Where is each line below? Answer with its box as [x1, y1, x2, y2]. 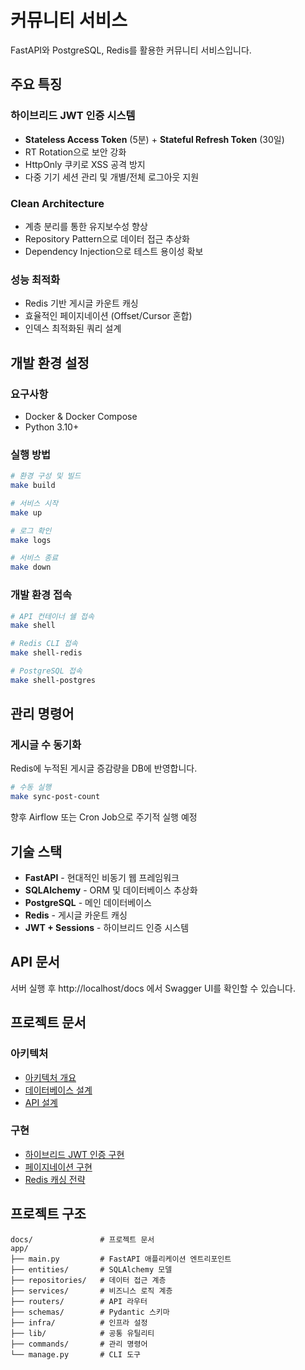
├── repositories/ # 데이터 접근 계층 [10, 1275, 167, 1285]
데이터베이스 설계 [24, 1084, 93, 1096]
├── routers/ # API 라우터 [10, 1296, 148, 1306]
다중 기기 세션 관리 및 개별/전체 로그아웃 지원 [24, 171, 200, 183]
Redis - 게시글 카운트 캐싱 [24, 909, 128, 921]
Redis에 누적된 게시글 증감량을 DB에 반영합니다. [10, 762, 198, 775]
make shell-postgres [10, 675, 97, 685]
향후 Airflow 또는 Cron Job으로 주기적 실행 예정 [10, 811, 198, 823]
